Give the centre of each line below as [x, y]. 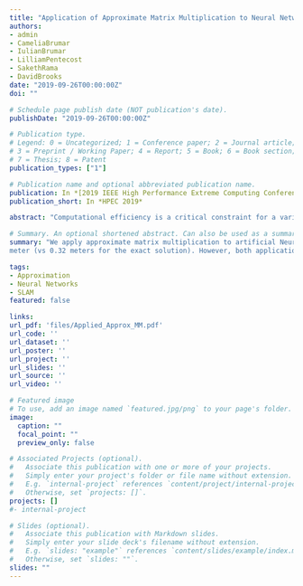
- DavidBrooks [36, 77]
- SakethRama [34, 69]
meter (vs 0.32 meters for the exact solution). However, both [131, 250]
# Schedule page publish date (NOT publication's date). [119, 109]
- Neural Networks [44, 284]
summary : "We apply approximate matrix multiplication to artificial [143, 242]
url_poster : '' [38, 350]
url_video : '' [36, 384]
